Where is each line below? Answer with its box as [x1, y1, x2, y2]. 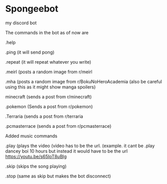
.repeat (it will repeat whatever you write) [5, 59, 91, 65]
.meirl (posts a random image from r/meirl [5, 69, 92, 75]
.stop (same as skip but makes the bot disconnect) [5, 173, 111, 179]
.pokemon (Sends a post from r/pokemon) [5, 103, 93, 109]
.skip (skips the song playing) [5, 163, 67, 169]
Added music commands [5, 132, 57, 139]
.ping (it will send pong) [5, 49, 55, 55]
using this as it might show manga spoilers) [5, 84, 96, 90]
